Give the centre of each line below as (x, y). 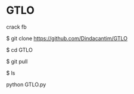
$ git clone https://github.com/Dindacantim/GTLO (67, 38)
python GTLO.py (26, 84)
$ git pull (17, 61)
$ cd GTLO (19, 50)
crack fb (16, 27)
